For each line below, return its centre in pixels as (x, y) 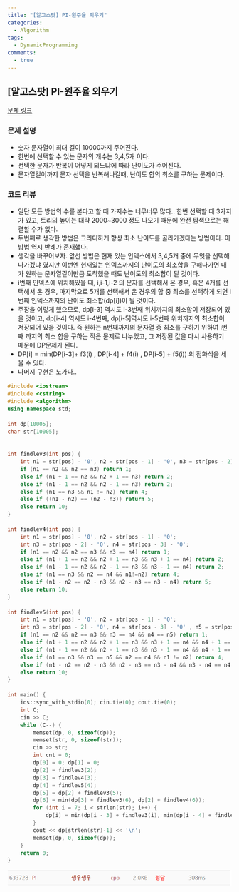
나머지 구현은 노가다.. (47, 372)
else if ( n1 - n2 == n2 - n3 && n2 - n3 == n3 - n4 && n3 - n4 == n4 (126, 665)
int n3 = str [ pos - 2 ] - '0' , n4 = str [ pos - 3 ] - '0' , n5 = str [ (122, 627)
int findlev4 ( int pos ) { (44, 529)
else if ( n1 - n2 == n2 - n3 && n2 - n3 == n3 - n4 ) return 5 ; (116, 582)
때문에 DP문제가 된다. (48, 345)
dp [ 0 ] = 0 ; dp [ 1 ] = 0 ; (67, 763)
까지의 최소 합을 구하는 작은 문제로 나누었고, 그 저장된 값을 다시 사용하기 (125, 336)
